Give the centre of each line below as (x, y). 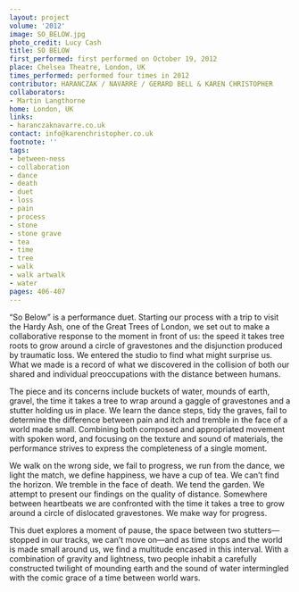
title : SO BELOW (39, 51)
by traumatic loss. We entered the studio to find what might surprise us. (141, 354)
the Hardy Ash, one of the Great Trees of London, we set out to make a (140, 326)
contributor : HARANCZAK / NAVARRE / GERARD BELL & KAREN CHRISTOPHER (141, 84)
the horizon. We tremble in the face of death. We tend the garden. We (137, 484)
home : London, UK (42, 109)
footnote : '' (33, 142)
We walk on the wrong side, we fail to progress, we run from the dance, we (147, 465)
